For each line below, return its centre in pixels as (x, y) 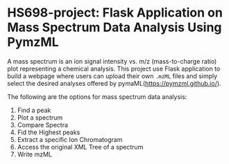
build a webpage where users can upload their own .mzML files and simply (112, 76)
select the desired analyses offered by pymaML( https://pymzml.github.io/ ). (114, 83)
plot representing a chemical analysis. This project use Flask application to (114, 69)
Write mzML (35, 154)
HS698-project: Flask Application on (115, 13)
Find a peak (34, 110)
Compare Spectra (42, 125)
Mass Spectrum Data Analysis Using (114, 27)
